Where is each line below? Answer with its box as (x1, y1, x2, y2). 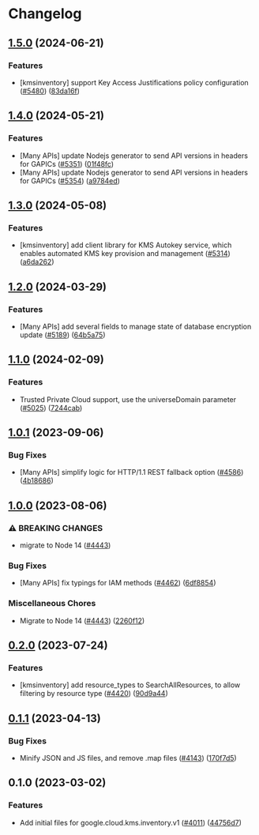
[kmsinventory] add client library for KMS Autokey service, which (19, 240, 232, 250)
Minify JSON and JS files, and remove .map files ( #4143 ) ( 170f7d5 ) (19, 753, 237, 762)
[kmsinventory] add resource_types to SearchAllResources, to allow (19, 680, 241, 690)
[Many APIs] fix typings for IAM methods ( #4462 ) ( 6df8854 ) (19, 578, 216, 588)
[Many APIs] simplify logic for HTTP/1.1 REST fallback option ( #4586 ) (19, 468, 244, 477)
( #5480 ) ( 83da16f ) (19, 86, 81, 96)
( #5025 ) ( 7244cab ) (19, 403, 83, 412)
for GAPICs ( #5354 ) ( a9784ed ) (19, 175, 121, 186)
